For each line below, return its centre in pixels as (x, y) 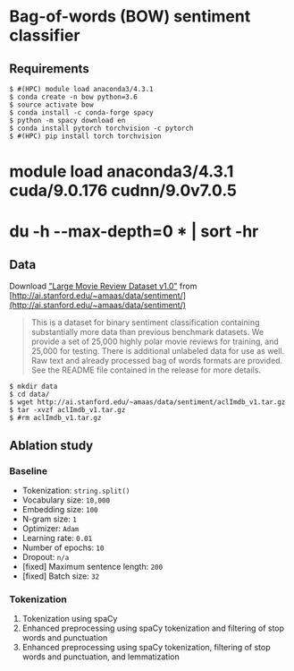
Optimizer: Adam (50, 528)
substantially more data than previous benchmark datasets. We (147, 332)
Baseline (29, 470)
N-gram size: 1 (50, 519)
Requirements (49, 69)
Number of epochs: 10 (63, 547)
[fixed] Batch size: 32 (61, 576)
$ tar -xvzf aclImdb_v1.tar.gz (67, 410)
